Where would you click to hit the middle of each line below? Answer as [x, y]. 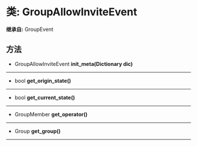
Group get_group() [38, 131]
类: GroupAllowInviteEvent [72, 12]
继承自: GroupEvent [30, 29]
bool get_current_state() [45, 98]
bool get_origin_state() [43, 81]
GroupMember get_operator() [51, 114]
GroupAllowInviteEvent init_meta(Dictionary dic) [74, 64]
